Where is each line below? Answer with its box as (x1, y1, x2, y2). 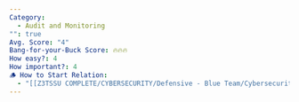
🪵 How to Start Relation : (9, 71, 109, 80)
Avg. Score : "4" (9, 37, 69, 47)
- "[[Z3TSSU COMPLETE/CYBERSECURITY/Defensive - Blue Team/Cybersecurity (17, 79, 296, 88)
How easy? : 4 (9, 54, 58, 63)
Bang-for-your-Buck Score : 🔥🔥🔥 (9, 46, 128, 55)
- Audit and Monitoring (17, 21, 105, 30)
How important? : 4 (9, 63, 77, 72)
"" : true (9, 29, 42, 38)
